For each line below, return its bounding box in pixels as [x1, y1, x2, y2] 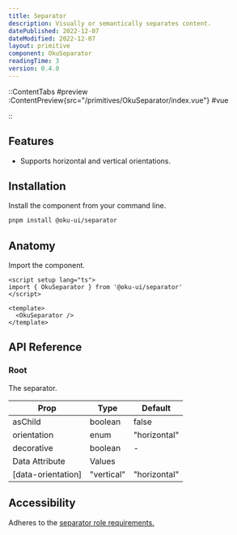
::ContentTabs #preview [8, 87, 88, 96]
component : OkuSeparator [8, 49, 92, 57]
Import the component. [8, 261, 85, 270]
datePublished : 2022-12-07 [8, 27, 99, 35]
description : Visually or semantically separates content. [8, 19, 212, 28]
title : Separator [8, 11, 67, 20]
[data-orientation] [12, 469, 83, 480]
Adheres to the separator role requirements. [8, 517, 155, 527]
